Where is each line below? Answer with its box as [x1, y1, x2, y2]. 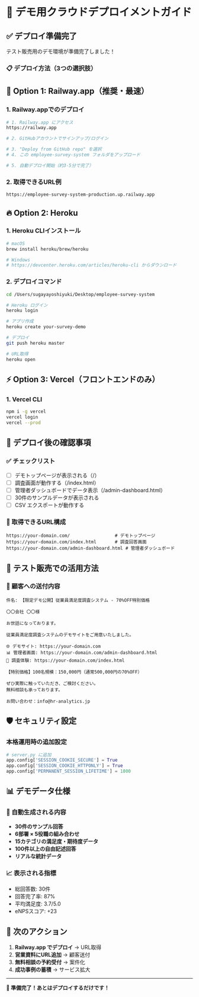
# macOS [6, 240, 25, 247]
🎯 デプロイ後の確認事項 [6, 438, 91, 448]
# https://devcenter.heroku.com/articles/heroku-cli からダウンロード [6, 262, 177, 268]
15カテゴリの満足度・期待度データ [14, 838, 99, 845]
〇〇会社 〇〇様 [6, 609, 40, 615]
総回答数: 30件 [14, 885, 51, 892]
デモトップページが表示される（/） [14, 471, 100, 479]
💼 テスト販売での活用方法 [6, 563, 99, 573]
